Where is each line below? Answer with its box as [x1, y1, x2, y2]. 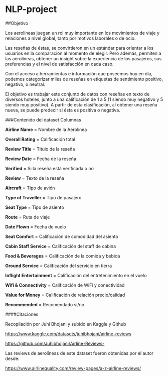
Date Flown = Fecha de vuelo [5, 223, 66, 229]
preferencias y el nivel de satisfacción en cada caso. [5, 61, 114, 67]
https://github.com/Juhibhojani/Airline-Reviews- [5, 340, 105, 346]
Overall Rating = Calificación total [5, 136, 75, 142]
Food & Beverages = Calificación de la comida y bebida [5, 253, 120, 259]
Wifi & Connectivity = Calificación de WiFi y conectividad [5, 282, 125, 288]
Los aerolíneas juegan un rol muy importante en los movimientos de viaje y [5, 30, 159, 36]
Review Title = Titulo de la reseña [5, 146, 75, 152]
